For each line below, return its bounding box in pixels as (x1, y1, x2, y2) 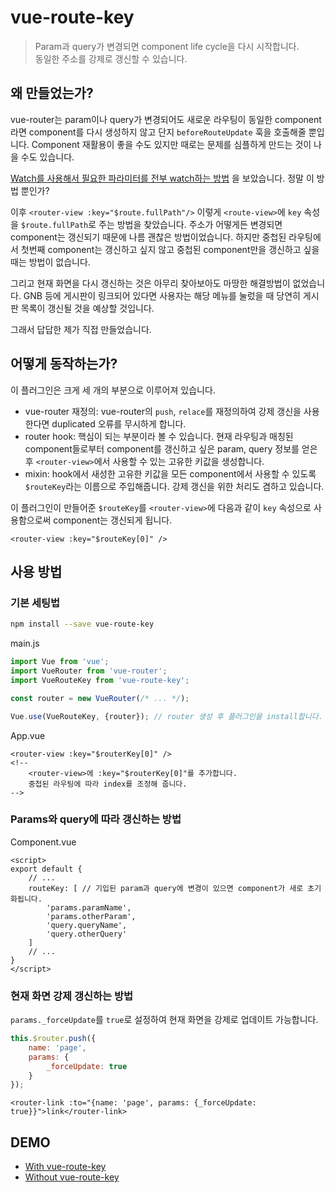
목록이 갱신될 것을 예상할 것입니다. (20, 302, 155, 314)
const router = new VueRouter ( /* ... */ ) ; (10, 693, 190, 703)
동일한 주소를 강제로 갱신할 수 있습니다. (34, 52, 188, 65)
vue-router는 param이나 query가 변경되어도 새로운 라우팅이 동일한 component (10, 113, 322, 125)
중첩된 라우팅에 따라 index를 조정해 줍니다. (28, 779, 188, 789)
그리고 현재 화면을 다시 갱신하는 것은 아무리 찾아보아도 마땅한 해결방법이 (10, 277, 291, 289)
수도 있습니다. (20, 151, 75, 163)
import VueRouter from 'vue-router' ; (10, 666, 168, 676)
